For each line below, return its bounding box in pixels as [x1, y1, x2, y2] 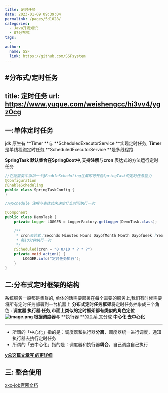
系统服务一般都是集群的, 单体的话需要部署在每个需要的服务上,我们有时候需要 [5, 295, 162, 301]
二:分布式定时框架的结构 [5, 281, 80, 289]
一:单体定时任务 [5, 126, 54, 135]
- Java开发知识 [9, 26, 38, 31]
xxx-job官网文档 [5, 382, 38, 388]
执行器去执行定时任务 [12, 335, 56, 341]
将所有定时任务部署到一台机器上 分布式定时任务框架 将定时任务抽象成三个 [5, 301, 155, 307]
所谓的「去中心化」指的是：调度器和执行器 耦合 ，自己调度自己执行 [12, 341, 148, 347]
